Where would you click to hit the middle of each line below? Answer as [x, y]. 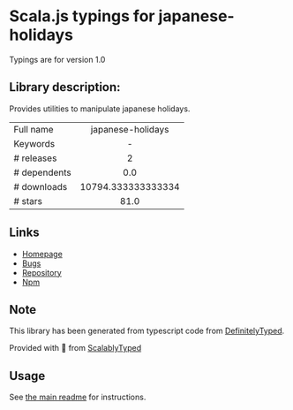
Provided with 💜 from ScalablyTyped [75, 348]
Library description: [65, 87]
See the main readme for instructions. [78, 397]
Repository [41, 272]
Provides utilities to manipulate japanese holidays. [100, 109]
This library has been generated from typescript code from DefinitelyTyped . [147, 331]
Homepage [42, 254]
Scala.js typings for [82, 16]
